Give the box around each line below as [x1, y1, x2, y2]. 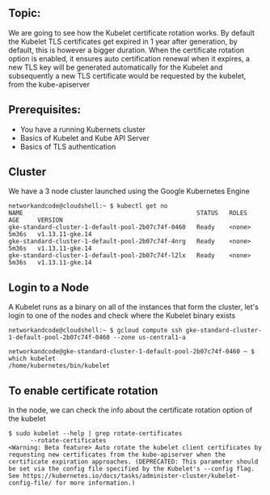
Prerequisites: [8, 103, 81, 116]
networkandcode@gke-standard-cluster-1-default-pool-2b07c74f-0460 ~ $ [8, 348, 255, 356]
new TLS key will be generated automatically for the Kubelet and [8, 62, 223, 72]
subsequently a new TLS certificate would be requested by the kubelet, [8, 70, 247, 80]
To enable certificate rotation [8, 383, 158, 397]
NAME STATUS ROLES [8, 209, 248, 218]
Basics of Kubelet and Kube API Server [19, 133, 150, 142]
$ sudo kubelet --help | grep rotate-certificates [8, 429, 183, 438]
